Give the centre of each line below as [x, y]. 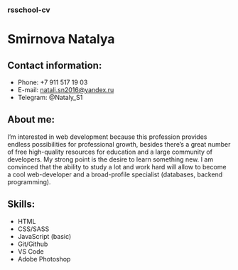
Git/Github [33, 244]
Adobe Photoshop [44, 259]
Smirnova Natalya [61, 39]
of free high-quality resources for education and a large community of [110, 152]
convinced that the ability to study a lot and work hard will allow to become [117, 167]
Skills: [21, 204]
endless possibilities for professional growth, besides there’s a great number [119, 144]
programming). [29, 181]
